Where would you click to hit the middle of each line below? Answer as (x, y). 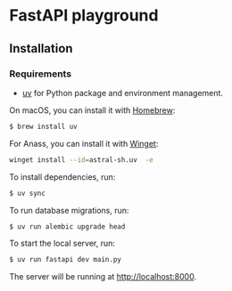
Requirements (41, 74)
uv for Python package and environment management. (122, 93)
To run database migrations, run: (69, 210)
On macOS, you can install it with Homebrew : (92, 110)
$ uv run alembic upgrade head (67, 226)
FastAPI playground (84, 16)
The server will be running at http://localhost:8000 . (103, 277)
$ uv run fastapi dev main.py (66, 260)
